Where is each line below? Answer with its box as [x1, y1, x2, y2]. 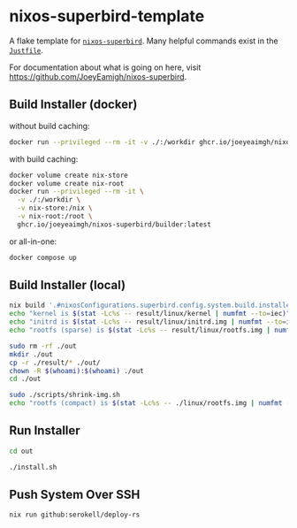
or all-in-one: [9, 236, 57, 247]
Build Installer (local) [9, 278, 126, 293]
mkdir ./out [9, 349, 53, 359]
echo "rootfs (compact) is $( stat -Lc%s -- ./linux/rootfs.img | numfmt [9, 399, 283, 408]
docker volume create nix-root [9, 179, 125, 187]
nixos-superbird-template [9, 6, 205, 27]
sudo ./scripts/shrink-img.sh [9, 391, 121, 400]
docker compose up [9, 253, 77, 262]
